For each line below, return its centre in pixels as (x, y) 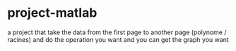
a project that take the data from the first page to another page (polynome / (117, 32)
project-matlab (52, 13)
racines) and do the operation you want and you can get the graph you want (118, 39)
